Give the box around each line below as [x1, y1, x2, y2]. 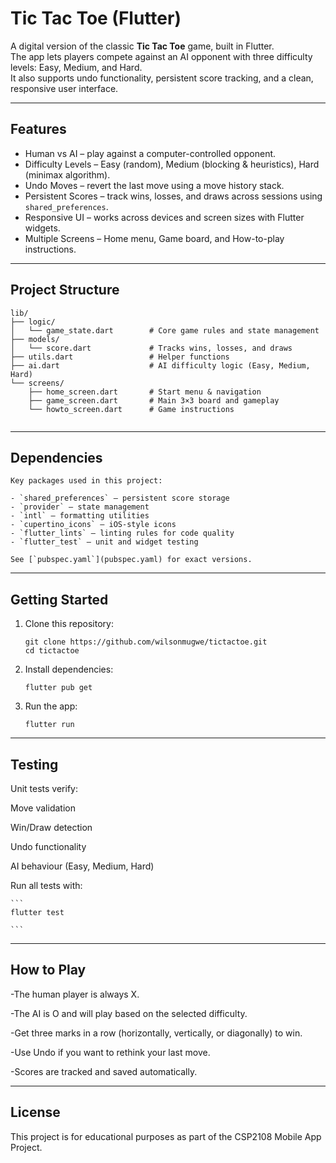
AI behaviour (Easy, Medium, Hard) [10, 860, 155, 872]
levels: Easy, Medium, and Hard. [10, 61, 143, 73]
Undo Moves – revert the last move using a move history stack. [24, 179, 285, 191]
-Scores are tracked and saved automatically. [10, 1065, 198, 1077]
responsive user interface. [10, 82, 119, 94]
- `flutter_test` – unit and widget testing [10, 537, 199, 547]
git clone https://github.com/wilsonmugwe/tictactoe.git [24, 637, 268, 647]
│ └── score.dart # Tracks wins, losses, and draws [10, 343, 293, 353]
